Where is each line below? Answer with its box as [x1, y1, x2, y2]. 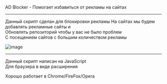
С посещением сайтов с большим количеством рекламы [5, 34, 127, 40]
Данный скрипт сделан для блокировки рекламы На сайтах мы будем [5, 18, 155, 24]
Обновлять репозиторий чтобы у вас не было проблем [5, 29, 122, 35]
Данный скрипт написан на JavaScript [5, 58, 86, 64]
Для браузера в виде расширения [5, 64, 78, 69]
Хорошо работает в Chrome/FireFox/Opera [5, 73, 95, 79]
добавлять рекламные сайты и [5, 24, 71, 29]
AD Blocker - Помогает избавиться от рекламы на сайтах [5, 4, 127, 10]
